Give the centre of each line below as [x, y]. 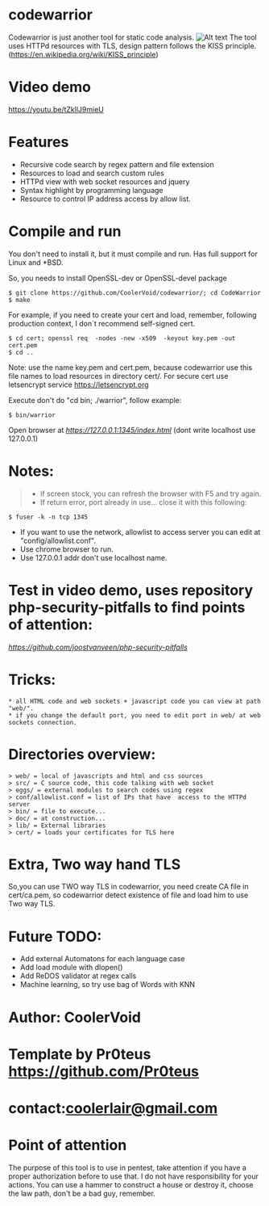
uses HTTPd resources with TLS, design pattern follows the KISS [116, 45]
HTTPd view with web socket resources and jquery [105, 181]
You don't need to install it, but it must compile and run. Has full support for [133, 254]
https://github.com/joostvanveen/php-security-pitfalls [98, 647]
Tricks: [32, 679]
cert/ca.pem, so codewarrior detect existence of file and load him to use [128, 895]
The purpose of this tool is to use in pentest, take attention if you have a [128, 1167]
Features [39, 142]
